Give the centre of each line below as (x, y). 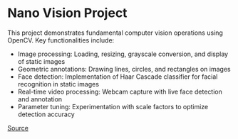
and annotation (40, 99)
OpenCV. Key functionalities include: (61, 40)
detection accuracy (46, 114)
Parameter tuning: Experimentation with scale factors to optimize (113, 106)
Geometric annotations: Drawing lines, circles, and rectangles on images (124, 69)
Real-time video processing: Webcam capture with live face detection (120, 91)
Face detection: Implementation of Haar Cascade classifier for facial (118, 77)
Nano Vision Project (67, 13)
